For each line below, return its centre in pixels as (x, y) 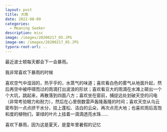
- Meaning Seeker (28, 28)
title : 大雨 (17, 14)
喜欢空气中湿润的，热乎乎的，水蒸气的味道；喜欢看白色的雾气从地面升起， (81, 83)
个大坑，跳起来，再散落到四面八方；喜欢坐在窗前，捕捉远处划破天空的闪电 (81, 95)
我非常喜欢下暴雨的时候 (29, 72)
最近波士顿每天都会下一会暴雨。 (38, 62)
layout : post (19, 10)
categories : (17, 24)
